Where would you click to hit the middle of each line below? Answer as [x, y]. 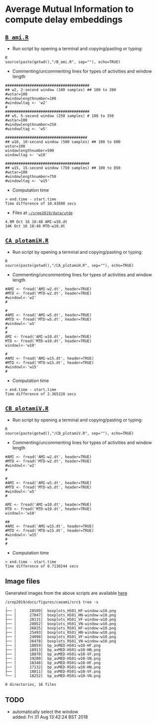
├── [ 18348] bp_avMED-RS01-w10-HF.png [53, 663]
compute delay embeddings [64, 20]
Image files [23, 582]
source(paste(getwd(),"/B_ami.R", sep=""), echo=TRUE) [63, 62]
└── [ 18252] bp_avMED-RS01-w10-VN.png [53, 676]
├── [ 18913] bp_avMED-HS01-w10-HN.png [53, 650]
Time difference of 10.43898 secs [41, 204]
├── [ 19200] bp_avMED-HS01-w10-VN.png [53, 659]
